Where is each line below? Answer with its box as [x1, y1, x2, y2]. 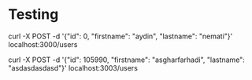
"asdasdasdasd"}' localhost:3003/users [8, 63, 138, 72]
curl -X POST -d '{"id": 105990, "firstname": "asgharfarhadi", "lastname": [8, 55, 246, 64]
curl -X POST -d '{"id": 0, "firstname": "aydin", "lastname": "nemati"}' [8, 31, 233, 41]
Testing [8, 5, 59, 24]
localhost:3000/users [8, 39, 78, 49]
